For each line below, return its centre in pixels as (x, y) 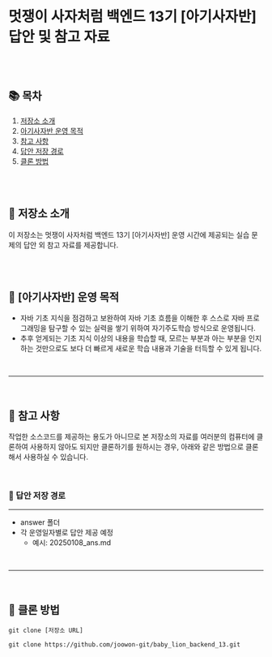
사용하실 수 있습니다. (56, 457)
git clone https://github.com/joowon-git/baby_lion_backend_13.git (125, 645)
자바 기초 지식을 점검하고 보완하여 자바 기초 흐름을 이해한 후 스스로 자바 (132, 318)
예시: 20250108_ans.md (72, 543)
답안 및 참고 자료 (59, 37)
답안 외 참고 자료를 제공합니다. (71, 245)
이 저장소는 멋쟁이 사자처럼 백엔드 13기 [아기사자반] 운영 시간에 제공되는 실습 (129, 234)
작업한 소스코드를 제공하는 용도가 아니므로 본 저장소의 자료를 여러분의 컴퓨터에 (132, 437)
